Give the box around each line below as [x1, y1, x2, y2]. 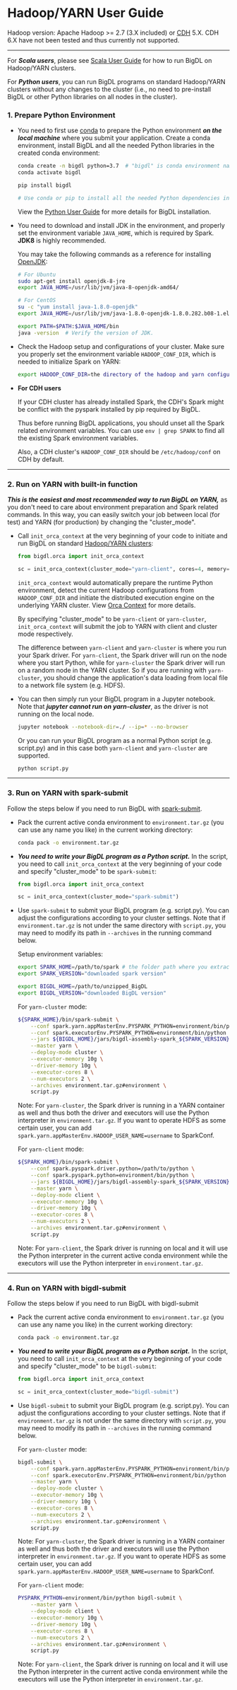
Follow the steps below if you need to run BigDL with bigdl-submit [7, 1300, 199, 1308]
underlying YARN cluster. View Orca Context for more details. [17, 601, 196, 609]
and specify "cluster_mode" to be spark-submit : [17, 867, 157, 875]
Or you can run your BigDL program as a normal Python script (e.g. [17, 736, 213, 744]
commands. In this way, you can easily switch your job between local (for [7, 510, 221, 519]
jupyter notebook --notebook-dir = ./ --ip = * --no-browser [17, 723, 189, 730]
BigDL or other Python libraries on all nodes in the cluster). [7, 92, 178, 100]
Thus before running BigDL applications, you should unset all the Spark [17, 419, 225, 427]
